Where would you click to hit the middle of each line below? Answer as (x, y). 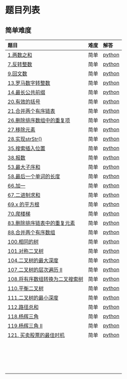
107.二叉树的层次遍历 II (35, 270)
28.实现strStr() (25, 139)
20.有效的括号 (24, 102)
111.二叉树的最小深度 (33, 298)
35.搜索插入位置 (27, 148)
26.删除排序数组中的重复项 (39, 120)
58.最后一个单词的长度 (34, 176)
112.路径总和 (23, 307)
